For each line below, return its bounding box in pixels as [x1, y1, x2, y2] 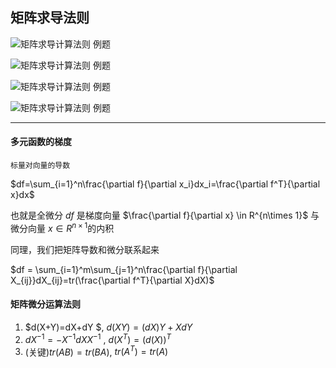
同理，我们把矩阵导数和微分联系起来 [10, 243, 160, 255]
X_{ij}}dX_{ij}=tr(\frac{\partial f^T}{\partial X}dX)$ [10, 274, 215, 286]
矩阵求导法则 [10, 9, 90, 27]
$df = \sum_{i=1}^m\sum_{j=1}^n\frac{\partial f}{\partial [10, 263, 238, 275]
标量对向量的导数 [10, 161, 71, 171]
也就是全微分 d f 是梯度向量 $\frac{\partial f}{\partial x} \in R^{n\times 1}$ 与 [10, 209, 320, 222]
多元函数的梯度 [10, 136, 72, 148]
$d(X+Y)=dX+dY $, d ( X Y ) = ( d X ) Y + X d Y [24, 321, 193, 333]
